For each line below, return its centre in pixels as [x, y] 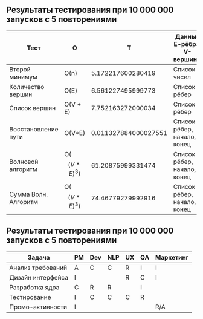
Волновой [24, 162]
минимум [24, 77]
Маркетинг [172, 257]
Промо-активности [38, 307]
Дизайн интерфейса [39, 277]
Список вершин [33, 108]
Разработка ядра [34, 287]
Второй [20, 69]
